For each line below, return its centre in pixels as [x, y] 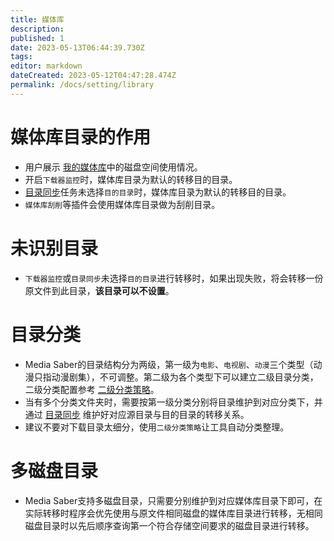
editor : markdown [46, 66]
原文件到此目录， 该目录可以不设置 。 [99, 290]
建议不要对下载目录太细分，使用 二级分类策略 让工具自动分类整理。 [157, 427]
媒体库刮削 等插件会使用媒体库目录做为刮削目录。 [122, 204]
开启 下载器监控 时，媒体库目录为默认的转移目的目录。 [131, 179]
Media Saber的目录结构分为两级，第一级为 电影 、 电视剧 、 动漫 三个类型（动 [173, 364]
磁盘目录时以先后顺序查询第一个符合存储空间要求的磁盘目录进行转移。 [169, 525]
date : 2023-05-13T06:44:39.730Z [77, 47]
